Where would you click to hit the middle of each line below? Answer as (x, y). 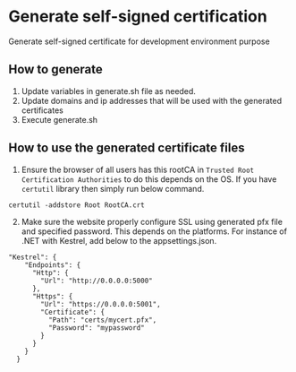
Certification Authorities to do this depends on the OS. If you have (149, 179)
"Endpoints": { (53, 265)
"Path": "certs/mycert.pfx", (102, 320)
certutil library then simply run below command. (113, 188)
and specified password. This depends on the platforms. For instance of (154, 231)
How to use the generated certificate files (127, 148)
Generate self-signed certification (138, 17)
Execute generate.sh (59, 119)
